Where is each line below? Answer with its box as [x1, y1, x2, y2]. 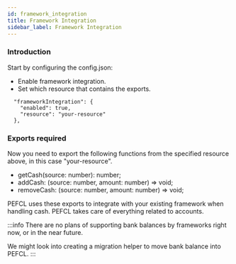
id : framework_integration [7, 10, 87, 18]
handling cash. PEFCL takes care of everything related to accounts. [7, 207, 204, 215]
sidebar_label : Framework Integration [7, 23, 122, 31]
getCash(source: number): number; [17, 170, 122, 179]
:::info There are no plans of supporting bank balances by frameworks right [7, 221, 227, 229]
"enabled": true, [20, 104, 72, 111]
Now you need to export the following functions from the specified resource [7, 149, 230, 158]
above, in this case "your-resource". [7, 157, 113, 165]
